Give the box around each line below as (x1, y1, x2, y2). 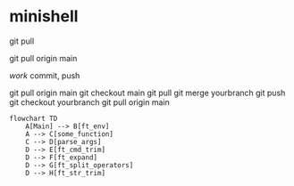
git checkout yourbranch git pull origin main (9, 96, 170, 108)
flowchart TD (9, 114, 58, 123)
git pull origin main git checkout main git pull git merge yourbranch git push (9, 87, 286, 98)
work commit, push (9, 69, 80, 81)
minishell (9, 6, 79, 27)
